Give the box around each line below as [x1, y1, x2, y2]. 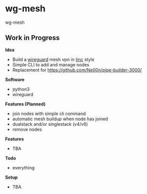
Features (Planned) [5, 101, 46, 107]
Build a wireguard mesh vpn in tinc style [12, 56, 94, 62]
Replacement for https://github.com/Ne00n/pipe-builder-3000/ [12, 67, 142, 73]
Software [5, 76, 25, 82]
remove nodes [12, 126, 42, 132]
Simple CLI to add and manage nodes [12, 61, 89, 67]
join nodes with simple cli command [12, 110, 86, 116]
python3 [12, 86, 30, 92]
